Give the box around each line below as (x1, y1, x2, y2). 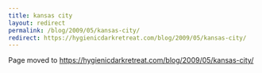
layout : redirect (8, 19, 66, 27)
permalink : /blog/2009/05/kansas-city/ (8, 26, 141, 34)
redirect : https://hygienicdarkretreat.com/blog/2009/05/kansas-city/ (8, 33, 247, 42)
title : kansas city (8, 11, 73, 20)
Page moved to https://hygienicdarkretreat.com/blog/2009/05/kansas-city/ (8, 56, 254, 65)
